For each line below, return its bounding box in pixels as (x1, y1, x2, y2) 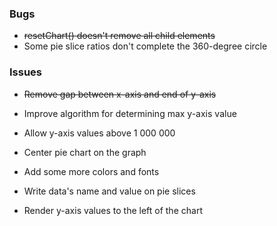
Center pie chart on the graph (23, 146, 147, 158)
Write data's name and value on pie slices (23, 185, 196, 197)
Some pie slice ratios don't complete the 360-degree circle (23, 40, 268, 52)
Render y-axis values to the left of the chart (23, 204, 203, 216)
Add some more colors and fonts (23, 165, 160, 177)
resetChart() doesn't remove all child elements (23, 30, 216, 42)
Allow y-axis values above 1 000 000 (23, 127, 176, 139)
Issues (9, 65, 43, 79)
